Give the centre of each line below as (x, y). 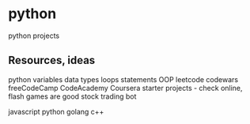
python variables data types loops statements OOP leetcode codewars (123, 79)
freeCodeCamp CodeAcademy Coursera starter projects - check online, (125, 88)
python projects (34, 36)
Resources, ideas (52, 60)
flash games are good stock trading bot (72, 96)
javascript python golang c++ (56, 111)
